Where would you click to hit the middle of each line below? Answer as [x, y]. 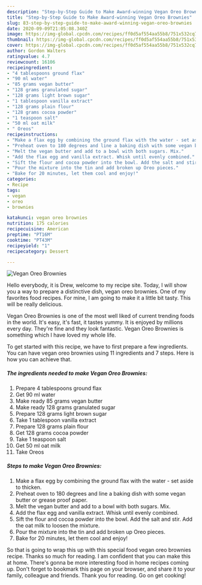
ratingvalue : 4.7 [28, 56]
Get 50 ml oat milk [38, 446]
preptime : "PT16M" [30, 235]
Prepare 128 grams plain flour [52, 427]
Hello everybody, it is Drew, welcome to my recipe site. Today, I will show [97, 285]
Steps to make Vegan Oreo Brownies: [54, 466]
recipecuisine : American [38, 229]
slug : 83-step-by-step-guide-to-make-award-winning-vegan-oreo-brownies [100, 23]
